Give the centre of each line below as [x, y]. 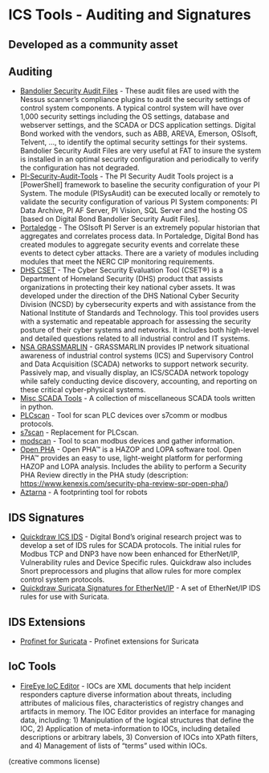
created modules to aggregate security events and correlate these [129, 245]
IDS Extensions [47, 622]
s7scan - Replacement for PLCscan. [79, 432]
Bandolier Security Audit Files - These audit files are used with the [129, 91]
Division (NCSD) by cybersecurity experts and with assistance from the [138, 305]
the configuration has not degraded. [80, 168]
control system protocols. [62, 579]
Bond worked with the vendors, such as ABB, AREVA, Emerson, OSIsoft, [139, 133]
